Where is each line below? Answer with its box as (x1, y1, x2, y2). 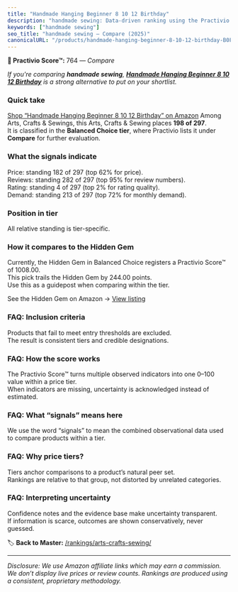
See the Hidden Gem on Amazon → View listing (7, 295, 146, 303)
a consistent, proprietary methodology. (7, 576, 122, 585)
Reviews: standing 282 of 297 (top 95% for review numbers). (7, 175, 186, 184)
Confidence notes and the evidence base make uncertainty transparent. (7, 509, 217, 517)
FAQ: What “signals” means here (7, 410, 123, 420)
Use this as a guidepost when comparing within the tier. (7, 281, 170, 290)
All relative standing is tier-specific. (7, 224, 110, 233)
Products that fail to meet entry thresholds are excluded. (7, 328, 172, 337)
